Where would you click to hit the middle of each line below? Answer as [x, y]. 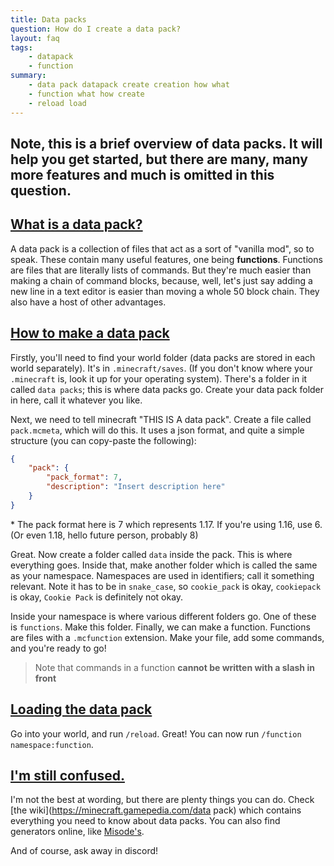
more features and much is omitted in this [142, 174]
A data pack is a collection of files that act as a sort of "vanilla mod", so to [162, 248]
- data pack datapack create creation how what [129, 85]
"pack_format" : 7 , [84, 477]
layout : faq [35, 38]
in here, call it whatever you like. [76, 400]
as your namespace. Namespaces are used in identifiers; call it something [162, 575]
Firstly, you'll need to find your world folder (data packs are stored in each [163, 357]
